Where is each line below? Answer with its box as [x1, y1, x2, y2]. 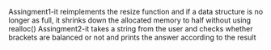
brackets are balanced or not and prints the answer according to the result [8, 32, 256, 42]
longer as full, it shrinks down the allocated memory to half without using [8, 15, 252, 25]
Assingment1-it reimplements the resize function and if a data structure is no [8, 7, 264, 16]
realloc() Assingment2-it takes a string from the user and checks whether [8, 24, 253, 33]
